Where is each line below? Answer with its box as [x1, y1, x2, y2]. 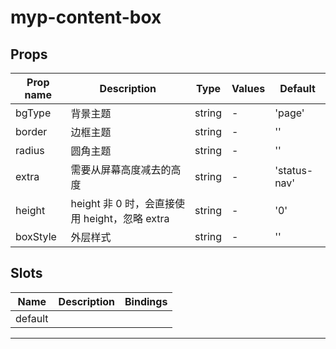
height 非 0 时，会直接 [70, 197, 176, 210]
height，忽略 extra [83, 212, 170, 225]
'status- [274, 164, 314, 177]
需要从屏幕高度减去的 [70, 163, 172, 176]
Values [231, 82, 266, 95]
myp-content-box [10, 6, 162, 29]
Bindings [124, 294, 168, 308]
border [15, 125, 48, 138]
